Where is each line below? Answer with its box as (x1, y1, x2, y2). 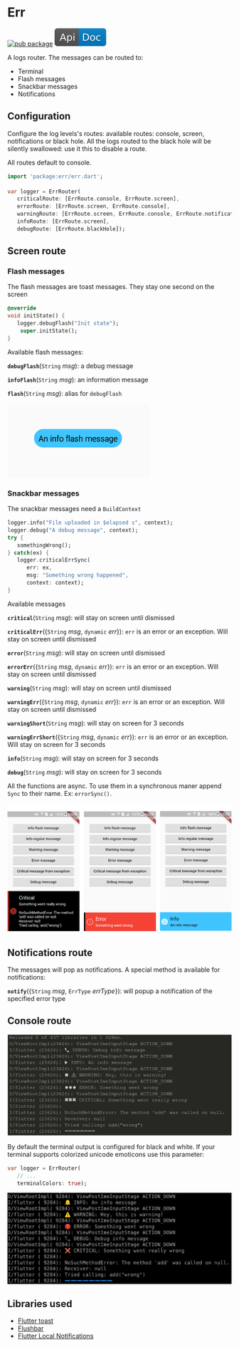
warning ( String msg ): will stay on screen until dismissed (7, 683, 172, 692)
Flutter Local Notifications (17, 1332, 94, 1341)
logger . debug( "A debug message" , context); (7, 526, 139, 534)
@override (7, 305, 37, 312)
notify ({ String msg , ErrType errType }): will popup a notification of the (7, 987, 213, 995)
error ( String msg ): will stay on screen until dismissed (7, 649, 166, 657)
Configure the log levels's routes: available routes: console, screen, (7, 129, 205, 137)
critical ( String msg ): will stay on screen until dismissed (7, 613, 175, 622)
